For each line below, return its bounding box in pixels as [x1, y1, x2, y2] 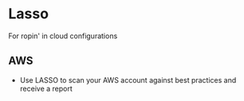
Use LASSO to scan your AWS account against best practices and [19, 75, 237, 84]
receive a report [19, 84, 73, 93]
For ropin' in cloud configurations [8, 31, 118, 41]
